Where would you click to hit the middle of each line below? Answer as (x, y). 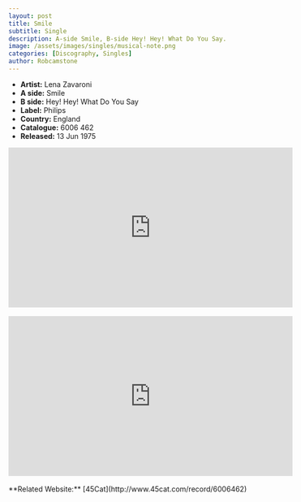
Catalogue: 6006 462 (57, 128)
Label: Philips (43, 110)
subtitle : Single (38, 31)
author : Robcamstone (43, 62)
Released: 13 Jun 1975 (58, 136)
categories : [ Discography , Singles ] (70, 54)
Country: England (50, 119)
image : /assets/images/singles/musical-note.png (92, 46)
